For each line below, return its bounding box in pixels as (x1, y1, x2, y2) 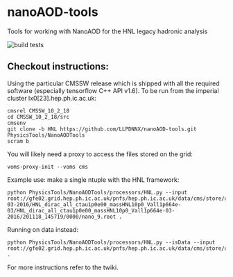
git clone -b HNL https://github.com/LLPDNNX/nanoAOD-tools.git (7, 126, 197, 133)
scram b (7, 137, 30, 144)
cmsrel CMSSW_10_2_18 (7, 107, 70, 115)
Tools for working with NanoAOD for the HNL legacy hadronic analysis (7, 27, 208, 35)
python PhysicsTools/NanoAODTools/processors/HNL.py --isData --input (7, 239, 216, 246)
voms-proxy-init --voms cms (7, 163, 89, 170)
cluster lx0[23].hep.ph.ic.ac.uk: (7, 94, 97, 102)
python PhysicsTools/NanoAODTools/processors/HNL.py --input (7, 189, 188, 196)
